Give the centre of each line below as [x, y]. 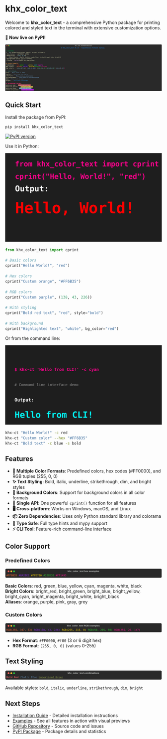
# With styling [21, 308]
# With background [24, 323]
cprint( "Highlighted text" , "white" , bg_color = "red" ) [62, 329]
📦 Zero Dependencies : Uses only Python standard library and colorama [87, 516]
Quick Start [23, 105]
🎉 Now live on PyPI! [26, 37]
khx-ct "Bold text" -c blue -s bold [43, 443]
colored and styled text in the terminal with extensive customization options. [83, 27]
